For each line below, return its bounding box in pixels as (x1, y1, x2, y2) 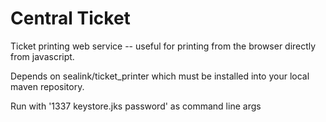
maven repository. (10, 80, 85, 92)
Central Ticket (10, 7, 131, 30)
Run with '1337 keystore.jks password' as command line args (10, 100, 262, 112)
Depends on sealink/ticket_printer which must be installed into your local (10, 70, 310, 82)
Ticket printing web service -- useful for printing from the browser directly (10, 40, 317, 52)
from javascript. (10, 50, 75, 62)
